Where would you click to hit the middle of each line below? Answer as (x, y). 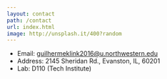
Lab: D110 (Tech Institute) (54, 68)
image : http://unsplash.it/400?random (64, 34)
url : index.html (31, 27)
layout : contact (31, 14)
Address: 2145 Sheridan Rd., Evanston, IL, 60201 (88, 61)
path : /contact (29, 20)
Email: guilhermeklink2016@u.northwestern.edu (87, 54)
